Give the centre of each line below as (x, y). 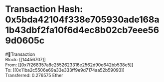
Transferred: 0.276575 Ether (34, 75)
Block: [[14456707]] (25, 59)
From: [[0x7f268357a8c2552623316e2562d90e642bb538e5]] (69, 65)
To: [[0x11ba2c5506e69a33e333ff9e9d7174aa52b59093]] (65, 70)
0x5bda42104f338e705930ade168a (82, 20)
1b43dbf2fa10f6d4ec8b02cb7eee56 (82, 30)
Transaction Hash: (44, 9)
